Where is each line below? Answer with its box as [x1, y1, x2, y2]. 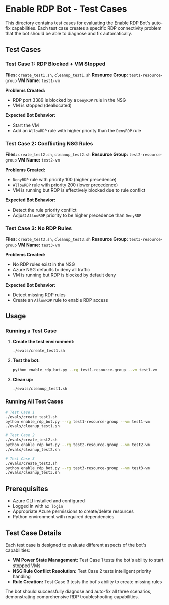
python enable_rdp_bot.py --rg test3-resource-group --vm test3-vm [5, 465, 150, 471]
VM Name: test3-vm [17, 241, 60, 248]
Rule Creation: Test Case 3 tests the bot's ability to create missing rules [12, 578, 162, 585]
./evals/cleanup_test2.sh [5, 447, 60, 452]
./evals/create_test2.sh [5, 437, 58, 443]
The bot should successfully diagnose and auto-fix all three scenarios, [5, 588, 152, 594]
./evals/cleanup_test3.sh [5, 470, 60, 475]
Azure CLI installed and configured [12, 498, 85, 504]
